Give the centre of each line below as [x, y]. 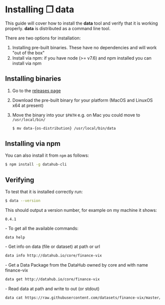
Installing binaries [33, 79]
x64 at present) [28, 105]
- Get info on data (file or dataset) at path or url [53, 246]
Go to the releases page [37, 91]
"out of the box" [28, 53]
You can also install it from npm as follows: [47, 155]
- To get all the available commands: [42, 228]
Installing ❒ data [40, 10]
